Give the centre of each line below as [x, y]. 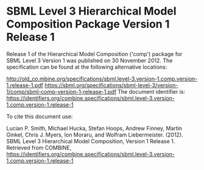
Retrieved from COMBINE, [39, 147]
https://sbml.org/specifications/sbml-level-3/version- [111, 85]
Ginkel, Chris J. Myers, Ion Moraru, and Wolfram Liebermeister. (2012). [95, 135]
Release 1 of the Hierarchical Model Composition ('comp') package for [94, 54]
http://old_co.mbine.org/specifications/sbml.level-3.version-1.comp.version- [102, 79]
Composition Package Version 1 [88, 24]
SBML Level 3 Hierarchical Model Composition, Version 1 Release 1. [91, 141]
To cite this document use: [40, 116]
